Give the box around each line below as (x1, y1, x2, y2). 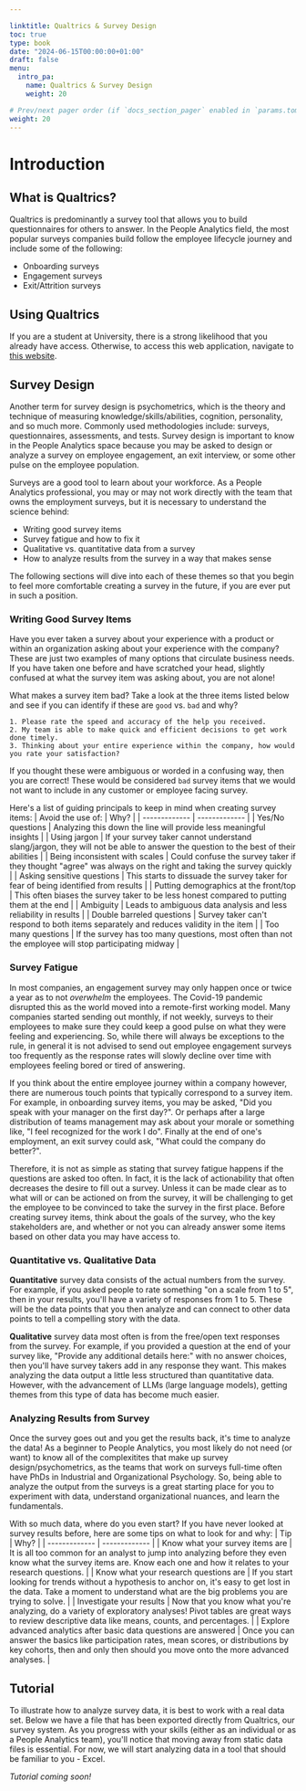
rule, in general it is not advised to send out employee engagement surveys (9, 1040, 292, 1051)
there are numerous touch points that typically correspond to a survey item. (9, 1087, 293, 1098)
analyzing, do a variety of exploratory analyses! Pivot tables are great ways (9, 1606, 291, 1617)
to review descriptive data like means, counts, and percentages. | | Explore (9, 1616, 290, 1627)
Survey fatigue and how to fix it (22, 533, 140, 544)
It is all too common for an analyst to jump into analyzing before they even (9, 1547, 287, 1558)
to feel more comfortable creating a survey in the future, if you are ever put (9, 581, 291, 591)
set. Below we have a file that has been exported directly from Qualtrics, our (9, 1714, 295, 1725)
